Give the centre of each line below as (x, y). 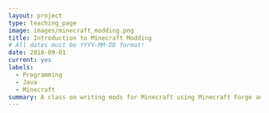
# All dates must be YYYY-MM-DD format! (77, 45)
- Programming (39, 75)
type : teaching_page (43, 23)
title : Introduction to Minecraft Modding (80, 38)
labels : (21, 68)
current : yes (30, 60)
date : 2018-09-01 (37, 53)
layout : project (35, 16)
